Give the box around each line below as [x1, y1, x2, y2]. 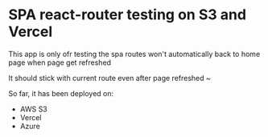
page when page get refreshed [8, 58, 111, 67]
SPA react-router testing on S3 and [8, 6, 247, 24]
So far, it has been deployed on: [8, 88, 114, 98]
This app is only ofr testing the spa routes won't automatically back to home [8, 49, 261, 58]
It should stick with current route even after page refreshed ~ [8, 73, 212, 83]
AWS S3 [19, 104, 48, 114]
